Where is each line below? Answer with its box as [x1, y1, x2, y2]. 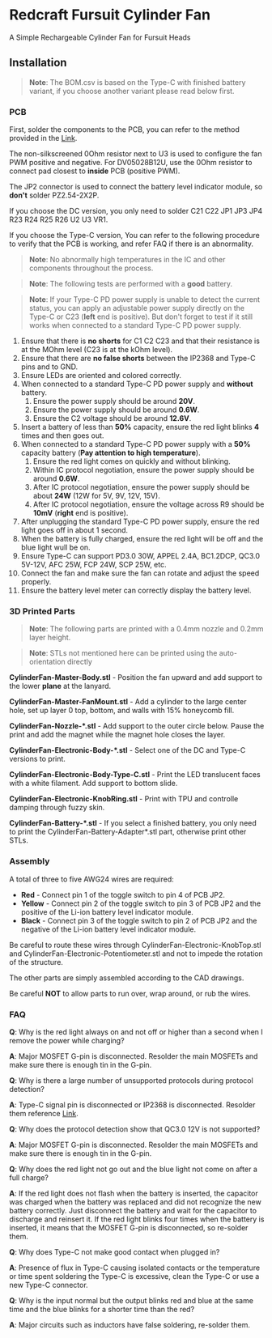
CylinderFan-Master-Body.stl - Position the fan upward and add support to [9, 673, 262, 682]
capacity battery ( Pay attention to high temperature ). [20, 448, 201, 458]
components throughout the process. [28, 263, 154, 273]
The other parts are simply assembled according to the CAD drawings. [9, 973, 244, 983]
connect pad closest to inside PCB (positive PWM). [9, 166, 181, 176]
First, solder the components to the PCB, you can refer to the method [9, 125, 240, 134]
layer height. [28, 633, 71, 643]
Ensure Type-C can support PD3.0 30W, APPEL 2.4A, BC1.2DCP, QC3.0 [20, 551, 260, 561]
